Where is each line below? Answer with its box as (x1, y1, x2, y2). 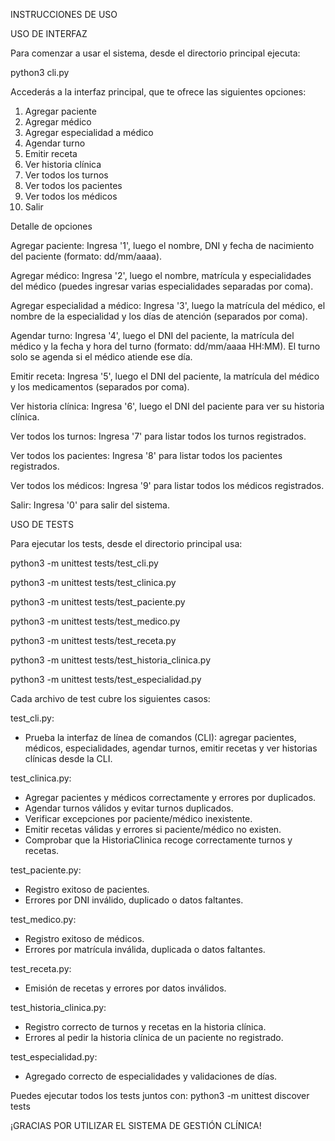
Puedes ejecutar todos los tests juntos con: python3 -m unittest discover (10, 1090, 310, 1101)
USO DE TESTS (10, 519, 74, 530)
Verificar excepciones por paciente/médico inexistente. (24, 813, 253, 824)
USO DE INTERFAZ (10, 28, 88, 39)
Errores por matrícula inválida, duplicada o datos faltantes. (24, 944, 266, 955)
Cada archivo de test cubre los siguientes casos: (10, 693, 211, 704)
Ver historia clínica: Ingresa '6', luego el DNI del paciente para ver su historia (10, 400, 325, 412)
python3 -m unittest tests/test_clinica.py (10, 577, 177, 588)
